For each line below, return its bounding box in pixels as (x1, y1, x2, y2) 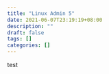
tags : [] (7, 36, 32, 42)
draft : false (7, 29, 45, 36)
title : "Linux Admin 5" (7, 10, 75, 17)
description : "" (7, 23, 53, 29)
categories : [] (7, 42, 51, 49)
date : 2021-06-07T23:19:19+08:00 (7, 16, 103, 23)
